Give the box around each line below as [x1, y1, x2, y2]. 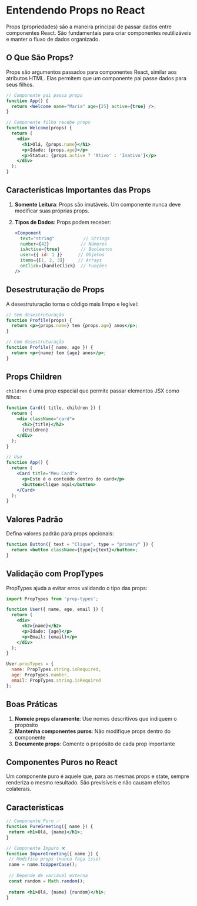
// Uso [6, 454, 22, 460]
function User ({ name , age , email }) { [6, 606, 104, 613]
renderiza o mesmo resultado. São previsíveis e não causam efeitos [6, 779, 171, 786]
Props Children [6, 372, 62, 382]
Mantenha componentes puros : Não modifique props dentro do [14, 727, 171, 735]
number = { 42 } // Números [20, 241, 108, 247]
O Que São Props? [6, 53, 74, 63]
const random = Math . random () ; [8, 878, 85, 884]
